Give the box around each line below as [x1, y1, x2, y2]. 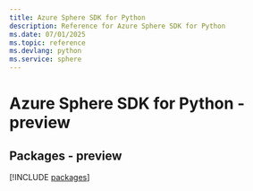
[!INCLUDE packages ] [9, 172, 90, 182]
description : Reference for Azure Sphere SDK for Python [9, 22, 226, 30]
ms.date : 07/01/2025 [9, 30, 87, 39]
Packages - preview [9, 148, 122, 163]
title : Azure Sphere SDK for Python [9, 13, 146, 22]
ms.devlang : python [9, 47, 82, 56]
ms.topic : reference [9, 38, 87, 48]
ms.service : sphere [9, 55, 82, 64]
